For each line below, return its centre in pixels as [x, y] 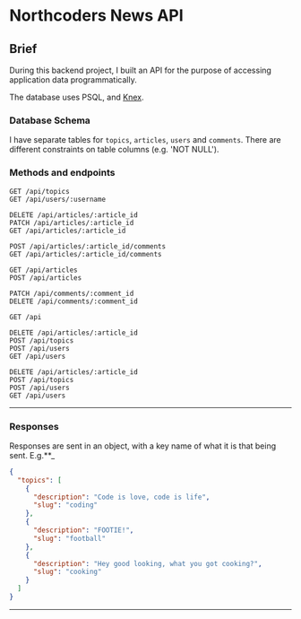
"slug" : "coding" [65, 505]
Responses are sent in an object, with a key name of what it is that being [143, 446]
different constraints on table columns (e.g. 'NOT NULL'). [114, 150]
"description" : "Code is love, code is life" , [121, 497]
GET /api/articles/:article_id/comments [86, 254]
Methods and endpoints [62, 173]
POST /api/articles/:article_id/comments [88, 246]
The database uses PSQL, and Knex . [77, 97]
